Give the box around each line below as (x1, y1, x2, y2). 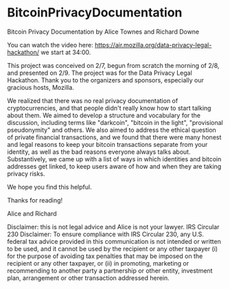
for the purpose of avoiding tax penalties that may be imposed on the (7, 252, 203, 260)
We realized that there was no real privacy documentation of (7, 96, 179, 104)
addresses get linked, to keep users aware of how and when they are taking (7, 162, 222, 170)
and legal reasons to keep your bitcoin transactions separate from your (7, 140, 208, 148)
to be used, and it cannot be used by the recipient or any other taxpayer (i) (7, 244, 218, 253)
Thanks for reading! (7, 196, 63, 204)
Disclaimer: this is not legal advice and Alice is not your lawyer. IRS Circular (7, 222, 220, 231)
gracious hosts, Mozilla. (7, 83, 74, 91)
